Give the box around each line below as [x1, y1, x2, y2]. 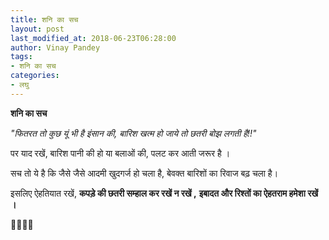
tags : [10, 52, 33, 62]
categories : [10, 71, 60, 81]
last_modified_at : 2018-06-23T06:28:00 [10, 33, 177, 43]
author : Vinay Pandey [10, 42, 101, 53]
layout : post [10, 24, 65, 34]
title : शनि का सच [10, 14, 79, 25]
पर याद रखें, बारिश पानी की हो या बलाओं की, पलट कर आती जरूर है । [10, 147, 231, 159]
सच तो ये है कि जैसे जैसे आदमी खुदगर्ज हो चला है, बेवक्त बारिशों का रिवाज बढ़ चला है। [10, 167, 279, 179]
